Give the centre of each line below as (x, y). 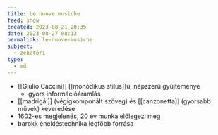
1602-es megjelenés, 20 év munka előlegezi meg (89, 116)
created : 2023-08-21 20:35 (47, 27)
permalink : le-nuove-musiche (50, 40)
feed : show (23, 20)
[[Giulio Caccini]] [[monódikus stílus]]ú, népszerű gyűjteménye (109, 86)
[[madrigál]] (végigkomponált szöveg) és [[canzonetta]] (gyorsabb (114, 101)
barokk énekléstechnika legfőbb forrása (75, 123)
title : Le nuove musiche (44, 14)
